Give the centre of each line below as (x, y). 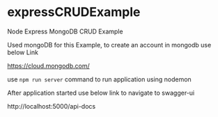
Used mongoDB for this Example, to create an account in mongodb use (109, 45)
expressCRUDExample (74, 12)
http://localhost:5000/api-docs (52, 106)
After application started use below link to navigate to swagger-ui (101, 93)
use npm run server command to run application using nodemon (99, 79)
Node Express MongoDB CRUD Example (65, 31)
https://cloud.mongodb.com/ (48, 65)
